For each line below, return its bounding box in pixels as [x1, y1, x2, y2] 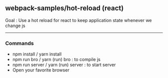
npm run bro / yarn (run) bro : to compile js [12, 56, 101, 62]
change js [5, 22, 25, 28]
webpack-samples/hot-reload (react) [5, 4, 124, 12]
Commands [5, 39, 34, 46]
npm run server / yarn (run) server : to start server [12, 62, 116, 68]
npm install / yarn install [12, 51, 61, 57]
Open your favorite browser [12, 67, 69, 73]
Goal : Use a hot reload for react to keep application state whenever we [5, 17, 152, 23]
